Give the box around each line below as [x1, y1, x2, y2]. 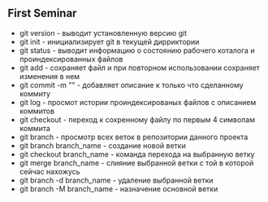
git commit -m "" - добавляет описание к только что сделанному [19, 80, 244, 90]
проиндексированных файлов [19, 54, 123, 64]
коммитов [19, 106, 54, 116]
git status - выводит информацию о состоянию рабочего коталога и [19, 45, 255, 55]
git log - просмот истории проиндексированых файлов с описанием [19, 97, 257, 107]
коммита [19, 123, 50, 133]
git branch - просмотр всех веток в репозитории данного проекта [19, 132, 249, 142]
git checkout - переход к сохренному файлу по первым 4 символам [19, 114, 255, 125]
